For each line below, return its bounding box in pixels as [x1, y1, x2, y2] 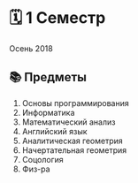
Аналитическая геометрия [21, 135, 124, 146]
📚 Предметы [9, 70, 87, 85]
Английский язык [21, 126, 88, 136]
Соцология [21, 154, 64, 164]
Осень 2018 [9, 42, 53, 54]
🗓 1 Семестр [9, 8, 106, 28]
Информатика [21, 107, 75, 118]
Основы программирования [21, 97, 130, 108]
